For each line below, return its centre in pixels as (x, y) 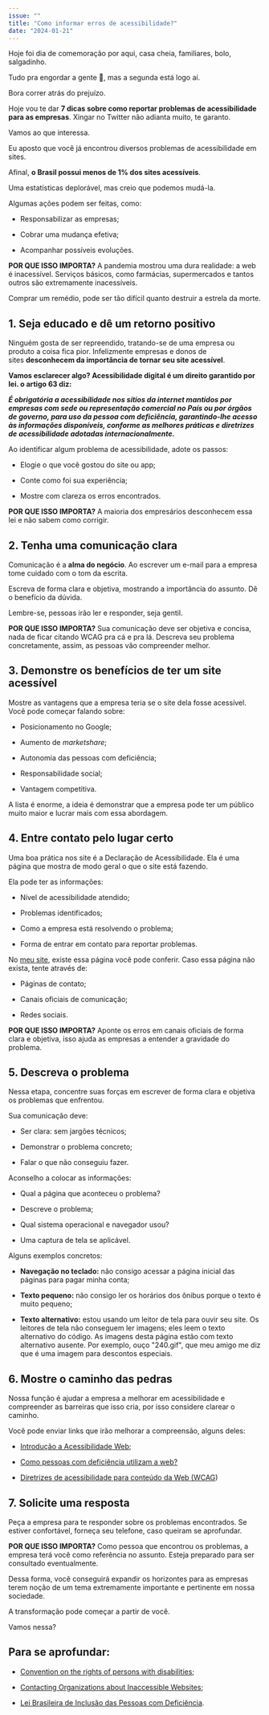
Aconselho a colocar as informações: (70, 1178)
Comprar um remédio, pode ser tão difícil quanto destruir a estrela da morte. (134, 299)
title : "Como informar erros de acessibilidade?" (93, 23)
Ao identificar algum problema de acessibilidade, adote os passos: (118, 450)
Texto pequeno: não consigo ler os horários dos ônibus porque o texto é (140, 1295)
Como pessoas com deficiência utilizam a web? (99, 1462)
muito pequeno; (46, 1304)
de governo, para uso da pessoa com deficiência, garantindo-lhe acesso (133, 417)
